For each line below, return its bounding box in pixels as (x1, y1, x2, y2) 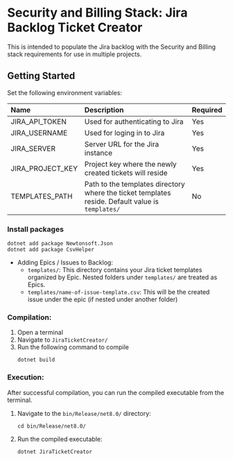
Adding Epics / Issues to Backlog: (17, 258, 113, 267)
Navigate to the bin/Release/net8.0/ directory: (17, 409, 151, 417)
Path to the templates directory (84, 179, 185, 189)
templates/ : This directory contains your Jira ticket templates (27, 266, 202, 274)
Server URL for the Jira (84, 139, 159, 149)
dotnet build (17, 356, 55, 364)
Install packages (7, 224, 64, 234)
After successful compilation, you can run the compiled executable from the (7, 388, 224, 396)
